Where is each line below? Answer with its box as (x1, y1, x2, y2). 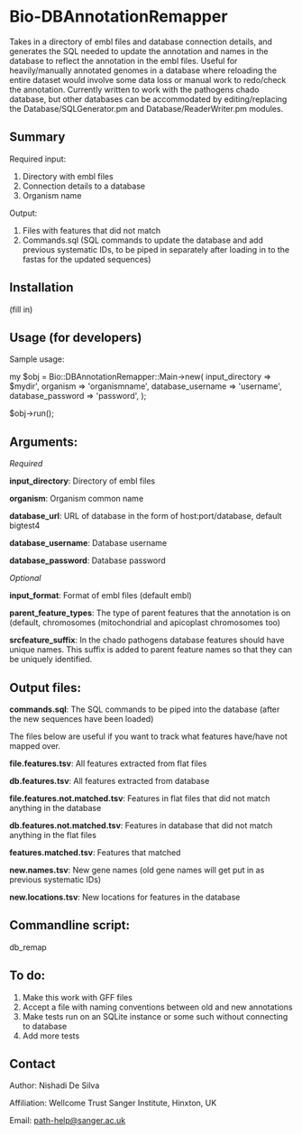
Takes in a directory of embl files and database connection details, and (9, 36, 273, 47)
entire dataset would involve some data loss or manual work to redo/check (9, 74, 287, 85)
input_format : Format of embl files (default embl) (9, 590, 192, 601)
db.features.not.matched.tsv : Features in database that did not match (9, 820, 273, 831)
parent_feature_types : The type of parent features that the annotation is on (9, 607, 291, 619)
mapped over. (9, 741, 61, 751)
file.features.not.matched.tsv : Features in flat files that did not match (9, 793, 270, 804)
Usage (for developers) (9, 329, 142, 345)
